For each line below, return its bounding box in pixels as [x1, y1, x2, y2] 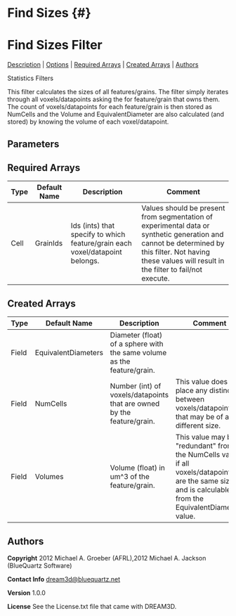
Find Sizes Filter [7, 37, 103, 53]
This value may [175, 432, 226, 442]
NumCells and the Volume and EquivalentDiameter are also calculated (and [7, 110, 225, 119]
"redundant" [175, 441, 216, 451]
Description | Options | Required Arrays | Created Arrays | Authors [7, 60, 199, 69]
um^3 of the [110, 472, 150, 482]
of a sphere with [110, 339, 164, 349]
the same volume [110, 348, 167, 358]
